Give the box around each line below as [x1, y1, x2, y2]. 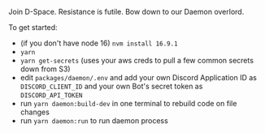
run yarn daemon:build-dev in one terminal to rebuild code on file [20, 99, 237, 108]
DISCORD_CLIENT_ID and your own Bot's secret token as [20, 81, 203, 91]
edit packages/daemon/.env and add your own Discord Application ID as [20, 73, 258, 82]
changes [20, 107, 50, 117]
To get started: [8, 23, 59, 32]
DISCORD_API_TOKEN [20, 92, 83, 100]
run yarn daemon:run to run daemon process [20, 116, 168, 125]
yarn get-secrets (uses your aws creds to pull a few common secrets [20, 56, 254, 65]
